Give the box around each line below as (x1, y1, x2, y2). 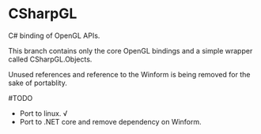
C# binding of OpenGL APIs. (8, 31, 100, 40)
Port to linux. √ (19, 108, 68, 118)
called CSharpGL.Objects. (8, 54, 93, 64)
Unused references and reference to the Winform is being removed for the (8, 69, 251, 79)
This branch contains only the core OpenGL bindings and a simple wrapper (8, 46, 253, 55)
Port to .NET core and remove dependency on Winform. (19, 117, 202, 126)
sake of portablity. (8, 78, 67, 87)
